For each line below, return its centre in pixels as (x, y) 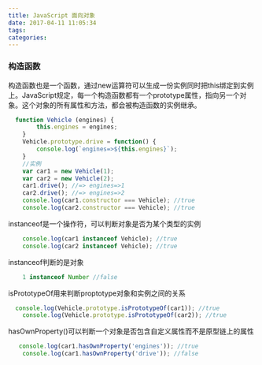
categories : (28, 37)
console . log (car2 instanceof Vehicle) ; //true (100, 246)
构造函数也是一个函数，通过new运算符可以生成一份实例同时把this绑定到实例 (131, 85)
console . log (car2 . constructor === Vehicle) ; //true (109, 208)
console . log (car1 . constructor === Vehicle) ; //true (109, 201)
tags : (17, 30)
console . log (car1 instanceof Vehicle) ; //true (100, 238)
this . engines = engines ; (77, 127)
